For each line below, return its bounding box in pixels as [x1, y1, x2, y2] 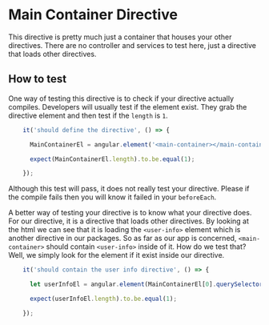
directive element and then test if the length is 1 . [8, 110, 168, 120]
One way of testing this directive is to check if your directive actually [8, 94, 235, 103]
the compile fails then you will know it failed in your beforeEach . [8, 192, 217, 202]
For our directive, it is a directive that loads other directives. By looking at [8, 216, 250, 226]
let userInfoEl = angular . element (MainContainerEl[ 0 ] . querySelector [29, 280, 263, 289]
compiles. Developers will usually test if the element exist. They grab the [8, 102, 247, 111]
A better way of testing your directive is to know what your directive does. [8, 208, 252, 218]
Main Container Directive [8, 6, 179, 24]
